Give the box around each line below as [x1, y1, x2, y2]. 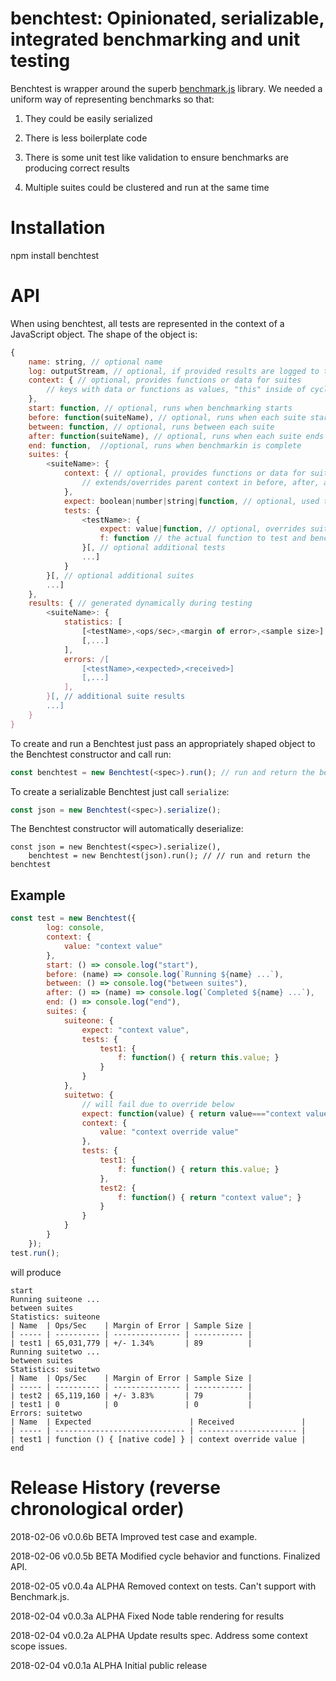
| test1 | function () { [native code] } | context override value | [10, 1434, 307, 1444]
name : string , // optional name [28, 357, 163, 367]
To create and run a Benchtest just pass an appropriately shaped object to [10, 737, 316, 749]
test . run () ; [10, 1248, 60, 1258]
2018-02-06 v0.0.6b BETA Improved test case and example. [10, 1530, 258, 1542]
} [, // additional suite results [46, 692, 186, 702]
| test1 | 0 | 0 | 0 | [10, 1399, 253, 1409]
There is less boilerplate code [24, 132, 148, 144]
